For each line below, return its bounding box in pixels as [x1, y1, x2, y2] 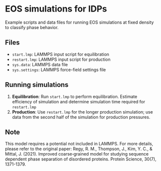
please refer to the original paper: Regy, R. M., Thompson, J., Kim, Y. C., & [5, 146, 153, 152]
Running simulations [5, 81, 69, 89]
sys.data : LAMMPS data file [12, 61, 68, 67]
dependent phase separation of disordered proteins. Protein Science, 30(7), [5, 156, 157, 162]
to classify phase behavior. [5, 24, 59, 30]
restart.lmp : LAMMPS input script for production [12, 57, 111, 62]
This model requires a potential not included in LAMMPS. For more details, [5, 141, 154, 147]
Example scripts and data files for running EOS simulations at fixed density [5, 19, 154, 25]
